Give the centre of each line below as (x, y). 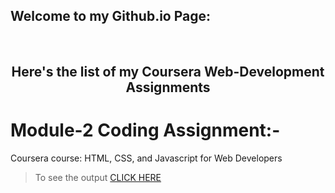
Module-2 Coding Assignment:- (145, 130)
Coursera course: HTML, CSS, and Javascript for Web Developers (146, 158)
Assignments (168, 87)
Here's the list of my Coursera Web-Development (168, 72)
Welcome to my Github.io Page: (111, 16)
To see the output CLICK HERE (98, 178)
